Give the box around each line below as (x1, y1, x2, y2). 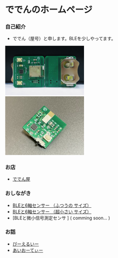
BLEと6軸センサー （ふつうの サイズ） (12, 202, 91, 208)
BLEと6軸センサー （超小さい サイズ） (12, 208, 91, 214)
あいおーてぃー (12, 247, 43, 253)
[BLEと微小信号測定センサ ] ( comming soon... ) (12, 215, 110, 221)
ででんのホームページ (5, 4, 92, 16)
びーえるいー (12, 241, 39, 247)
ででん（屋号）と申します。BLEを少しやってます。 (12, 36, 116, 42)
